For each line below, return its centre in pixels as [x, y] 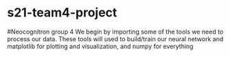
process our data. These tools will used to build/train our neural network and [115, 38]
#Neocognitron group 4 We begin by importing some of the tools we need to [115, 32]
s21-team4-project [62, 13]
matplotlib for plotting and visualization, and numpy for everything [100, 46]
